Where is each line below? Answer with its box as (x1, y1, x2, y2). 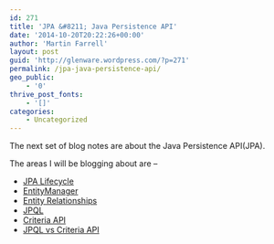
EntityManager (22, 186, 79, 196)
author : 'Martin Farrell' (9, 38, 108, 48)
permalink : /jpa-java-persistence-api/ (9, 65, 162, 74)
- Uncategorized (26, 115, 89, 124)
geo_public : (9, 73, 55, 82)
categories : (9, 107, 55, 116)
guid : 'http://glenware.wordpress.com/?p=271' (9, 56, 190, 65)
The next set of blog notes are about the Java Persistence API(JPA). (9, 141, 266, 152)
